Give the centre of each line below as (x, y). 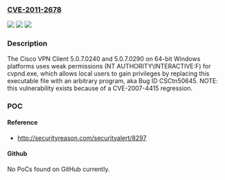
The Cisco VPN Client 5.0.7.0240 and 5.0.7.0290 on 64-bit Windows (104, 58)
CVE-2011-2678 (35, 10)
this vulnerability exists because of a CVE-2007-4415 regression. (100, 88)
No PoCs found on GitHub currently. (58, 169)
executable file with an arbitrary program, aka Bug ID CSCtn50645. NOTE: (112, 80)
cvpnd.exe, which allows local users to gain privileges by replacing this (108, 73)
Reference (22, 123)
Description (27, 44)
